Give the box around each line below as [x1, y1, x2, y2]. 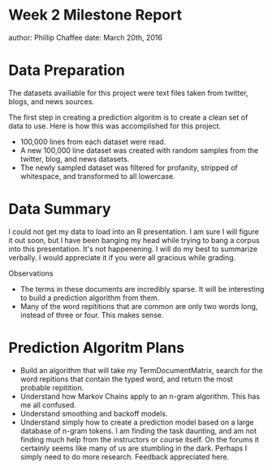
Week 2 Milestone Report [8, 6, 183, 24]
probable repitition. [19, 382, 84, 392]
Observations [8, 268, 54, 278]
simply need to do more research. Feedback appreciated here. [19, 451, 230, 461]
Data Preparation [8, 61, 126, 80]
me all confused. [19, 400, 77, 410]
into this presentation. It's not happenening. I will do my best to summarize [8, 244, 258, 254]
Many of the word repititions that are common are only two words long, [19, 301, 258, 311]
